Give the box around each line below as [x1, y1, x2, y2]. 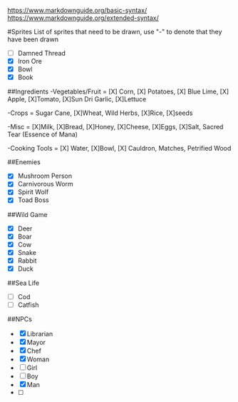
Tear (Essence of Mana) [7, 130, 78, 139]
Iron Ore [17, 57, 43, 66]
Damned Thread [17, 49, 66, 57]
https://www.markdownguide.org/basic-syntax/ [7, 6, 148, 14]
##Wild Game [7, 210, 48, 218]
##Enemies [7, 158, 41, 166]
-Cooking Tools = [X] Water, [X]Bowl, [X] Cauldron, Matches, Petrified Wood [7, 144, 232, 153]
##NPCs [7, 315, 32, 323]
